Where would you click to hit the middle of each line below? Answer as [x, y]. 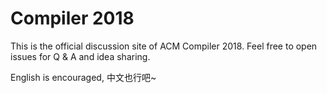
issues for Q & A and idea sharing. [80, 56]
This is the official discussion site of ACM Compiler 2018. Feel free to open [164, 46]
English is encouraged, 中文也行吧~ [83, 77]
